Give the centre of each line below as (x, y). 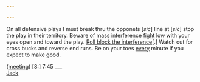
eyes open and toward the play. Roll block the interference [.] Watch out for (100, 42)
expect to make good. (34, 55)
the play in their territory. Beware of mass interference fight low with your (98, 35)
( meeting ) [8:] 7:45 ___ (34, 66)
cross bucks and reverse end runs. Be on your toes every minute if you (95, 48)
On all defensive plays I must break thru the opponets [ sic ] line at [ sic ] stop (100, 29)
